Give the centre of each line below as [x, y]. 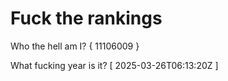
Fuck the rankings [86, 18]
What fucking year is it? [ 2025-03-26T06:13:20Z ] [114, 65]
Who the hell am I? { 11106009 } [75, 46]
